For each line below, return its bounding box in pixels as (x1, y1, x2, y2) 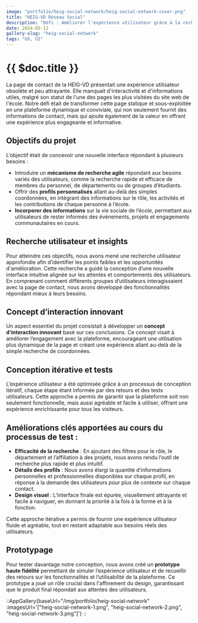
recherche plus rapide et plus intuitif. (14, 460, 104, 467)
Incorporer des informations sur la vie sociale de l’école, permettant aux (14, 207, 192, 214)
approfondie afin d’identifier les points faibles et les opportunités (6, 258, 163, 266)
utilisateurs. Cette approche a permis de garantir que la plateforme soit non (6, 393, 189, 400)
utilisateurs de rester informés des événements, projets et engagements (14, 213, 190, 220)
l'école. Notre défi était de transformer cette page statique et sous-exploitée (6, 100, 192, 107)
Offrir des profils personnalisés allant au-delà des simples (14, 188, 157, 195)
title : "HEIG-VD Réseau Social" (6, 14, 85, 20)
